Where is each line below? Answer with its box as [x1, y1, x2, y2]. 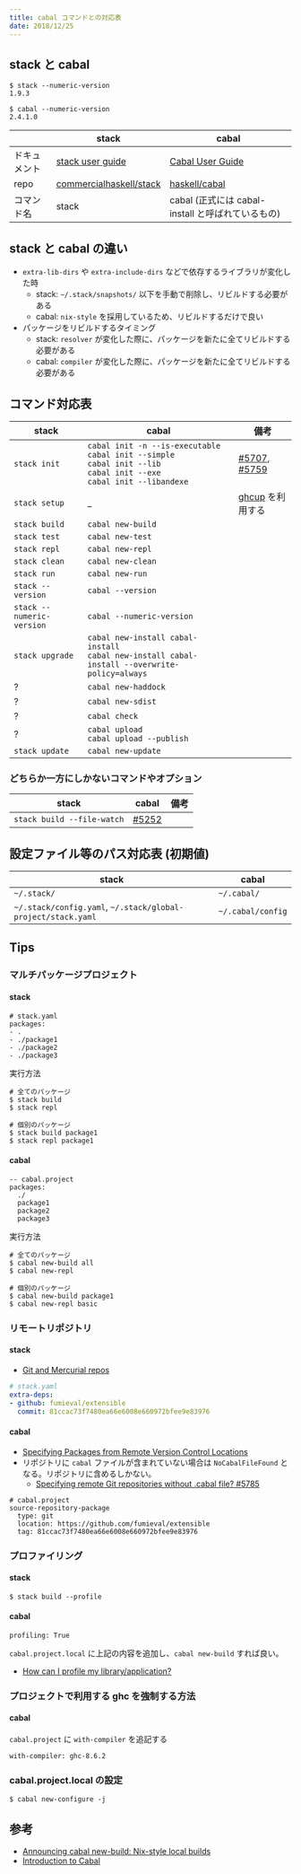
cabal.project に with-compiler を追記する [9, 1734, 168, 1745]
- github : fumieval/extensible [9, 1398, 126, 1407]
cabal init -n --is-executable [87, 441, 221, 451]
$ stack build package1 [9, 1128, 99, 1137]
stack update [13, 746, 70, 756]
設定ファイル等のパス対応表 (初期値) [9, 845, 210, 862]
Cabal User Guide [169, 155, 245, 168]
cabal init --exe [87, 468, 161, 477]
